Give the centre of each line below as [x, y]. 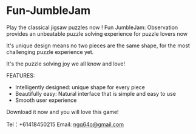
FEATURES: [21, 75]
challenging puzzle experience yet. [50, 52]
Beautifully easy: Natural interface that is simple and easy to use [95, 93]
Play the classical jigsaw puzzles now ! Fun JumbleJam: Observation [92, 27]
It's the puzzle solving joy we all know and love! [66, 64]
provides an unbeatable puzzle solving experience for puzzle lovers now [97, 33]
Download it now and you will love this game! [63, 112]
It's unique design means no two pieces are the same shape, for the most [98, 45]
